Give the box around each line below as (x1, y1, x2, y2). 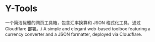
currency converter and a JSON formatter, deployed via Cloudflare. (5, 31, 142, 37)
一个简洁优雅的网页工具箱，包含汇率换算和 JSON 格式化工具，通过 (5, 20, 141, 25)
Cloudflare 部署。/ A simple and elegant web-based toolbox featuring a (5, 25, 151, 32)
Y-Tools (5, 3, 38, 14)
